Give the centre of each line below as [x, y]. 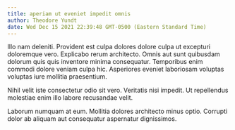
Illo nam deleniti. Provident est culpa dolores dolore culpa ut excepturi [109, 47]
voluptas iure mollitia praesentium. [57, 77]
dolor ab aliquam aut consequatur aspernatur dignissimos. [92, 119]
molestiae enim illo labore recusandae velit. [70, 98]
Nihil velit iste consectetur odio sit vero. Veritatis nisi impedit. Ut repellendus [118, 90]
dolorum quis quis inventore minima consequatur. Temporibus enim [105, 62]
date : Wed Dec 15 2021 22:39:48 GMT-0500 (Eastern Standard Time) [107, 27]
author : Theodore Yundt [42, 20]
